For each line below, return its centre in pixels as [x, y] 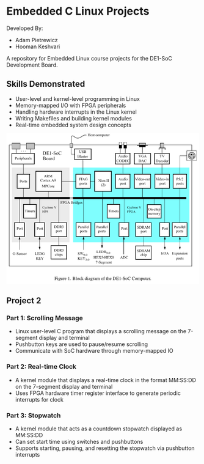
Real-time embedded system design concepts [73, 125]
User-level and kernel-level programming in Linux [78, 98]
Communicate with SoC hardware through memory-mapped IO [94, 351]
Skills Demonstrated [46, 84]
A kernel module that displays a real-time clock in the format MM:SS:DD [106, 380]
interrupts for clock [39, 399]
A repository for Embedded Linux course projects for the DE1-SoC [89, 58]
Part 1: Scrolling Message [45, 318]
